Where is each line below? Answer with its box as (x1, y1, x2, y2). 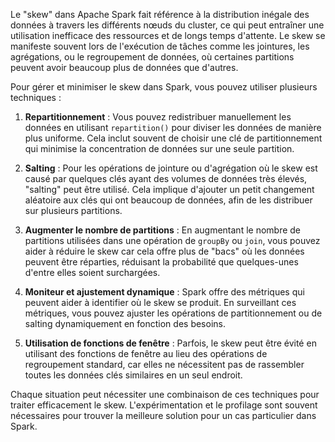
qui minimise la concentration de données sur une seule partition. (24, 143, 295, 154)
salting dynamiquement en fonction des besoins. (24, 318, 226, 329)
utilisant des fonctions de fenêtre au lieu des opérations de (24, 348, 268, 359)
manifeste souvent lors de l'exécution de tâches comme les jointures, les (10, 40, 310, 52)
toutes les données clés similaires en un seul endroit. (24, 369, 243, 381)
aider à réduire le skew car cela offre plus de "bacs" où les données (24, 245, 305, 257)
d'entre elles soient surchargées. (24, 267, 161, 278)
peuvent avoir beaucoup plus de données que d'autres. (10, 62, 239, 73)
